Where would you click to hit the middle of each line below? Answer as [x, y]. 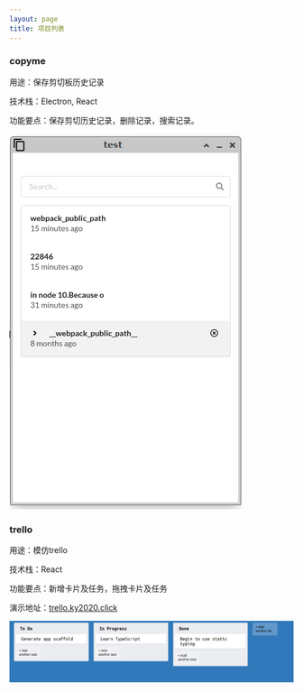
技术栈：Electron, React [53, 101]
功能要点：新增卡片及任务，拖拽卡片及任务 [88, 589]
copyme [28, 61]
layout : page [34, 19]
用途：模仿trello [38, 550]
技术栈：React [36, 569]
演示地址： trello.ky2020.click [64, 608]
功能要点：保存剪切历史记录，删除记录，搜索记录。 [104, 120]
